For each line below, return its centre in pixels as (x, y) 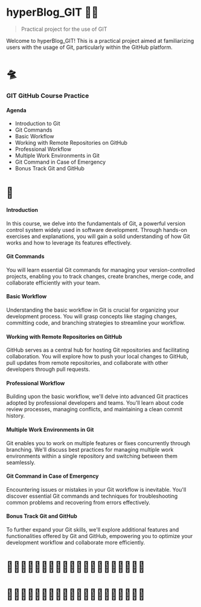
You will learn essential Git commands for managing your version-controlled (101, 270)
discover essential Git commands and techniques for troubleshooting (92, 496)
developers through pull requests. (48, 369)
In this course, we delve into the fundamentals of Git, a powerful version (96, 223)
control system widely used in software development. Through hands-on (97, 230)
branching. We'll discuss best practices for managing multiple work (90, 449)
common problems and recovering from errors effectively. (78, 502)
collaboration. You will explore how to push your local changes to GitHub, (97, 356)
